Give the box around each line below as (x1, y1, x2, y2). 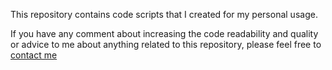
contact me (10, 49, 58, 61)
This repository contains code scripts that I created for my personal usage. (10, 9, 318, 20)
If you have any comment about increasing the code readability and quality (10, 28, 319, 39)
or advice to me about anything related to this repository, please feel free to (10, 39, 322, 50)
